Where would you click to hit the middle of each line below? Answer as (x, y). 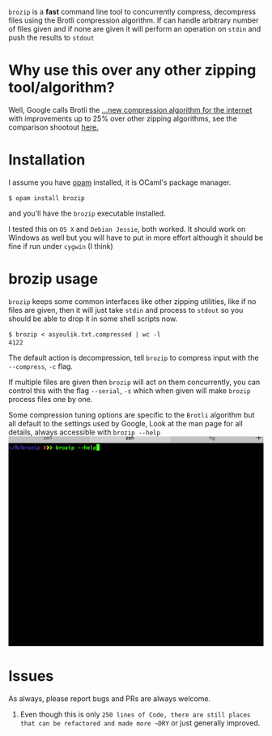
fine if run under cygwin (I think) (61, 246)
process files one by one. (51, 399)
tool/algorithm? (62, 88)
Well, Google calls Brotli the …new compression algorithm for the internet (130, 109)
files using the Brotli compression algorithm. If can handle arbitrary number (134, 20)
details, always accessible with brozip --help (84, 432)
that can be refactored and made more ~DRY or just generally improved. (140, 723)
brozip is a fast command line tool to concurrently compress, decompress (132, 12)
